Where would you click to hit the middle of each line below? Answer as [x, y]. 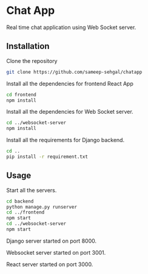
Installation [28, 46]
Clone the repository [32, 60]
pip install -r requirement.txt [47, 157]
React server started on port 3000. [50, 264]
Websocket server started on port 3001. [56, 252]
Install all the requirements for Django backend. [66, 140]
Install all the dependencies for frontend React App [70, 83]
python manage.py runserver [42, 207]
